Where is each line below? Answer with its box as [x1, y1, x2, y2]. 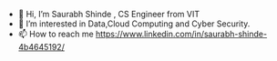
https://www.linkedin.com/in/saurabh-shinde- [95, 28, 267, 39]
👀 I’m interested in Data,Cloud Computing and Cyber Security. [17, 18, 251, 29]
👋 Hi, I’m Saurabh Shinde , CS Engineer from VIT [17, 9, 200, 19]
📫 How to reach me [17, 28, 94, 39]
